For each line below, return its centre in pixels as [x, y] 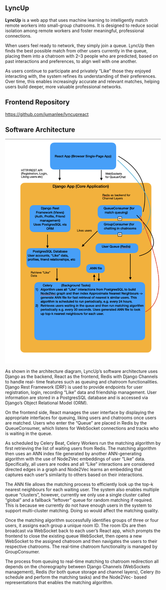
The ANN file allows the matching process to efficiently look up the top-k [79, 484]
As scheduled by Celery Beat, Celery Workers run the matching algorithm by [83, 443]
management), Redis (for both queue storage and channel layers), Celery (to [83, 572]
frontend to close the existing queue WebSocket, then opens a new [74, 536]
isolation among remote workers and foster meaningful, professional [75, 30]
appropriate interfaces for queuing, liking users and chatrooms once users [81, 418]
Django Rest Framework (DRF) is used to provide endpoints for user [74, 387]
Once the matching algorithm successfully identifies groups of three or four [82, 520]
